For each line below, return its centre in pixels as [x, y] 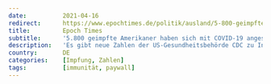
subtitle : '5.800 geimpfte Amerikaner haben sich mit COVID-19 [126, 38]
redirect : [25, 23]
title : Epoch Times [56, 30]
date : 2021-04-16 [54, 16]
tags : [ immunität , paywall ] [72, 68]
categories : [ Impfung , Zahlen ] [67, 61]
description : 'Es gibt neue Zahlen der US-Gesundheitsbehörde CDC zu [131, 46]
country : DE [39, 53]
